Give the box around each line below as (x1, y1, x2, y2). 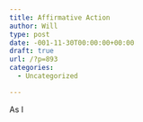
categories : (9, 64, 54, 73)
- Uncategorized (17, 72, 78, 81)
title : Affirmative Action (9, 13, 111, 22)
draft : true (9, 47, 54, 56)
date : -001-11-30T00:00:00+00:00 (9, 38, 135, 48)
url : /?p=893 (9, 55, 58, 64)
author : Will (9, 22, 58, 30)
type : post (9, 30, 50, 39)
